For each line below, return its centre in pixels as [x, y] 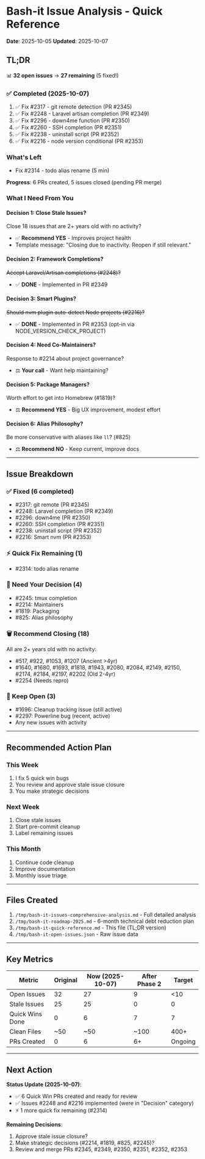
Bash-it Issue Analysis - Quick [85, 11]
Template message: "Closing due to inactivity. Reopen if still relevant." [103, 245]
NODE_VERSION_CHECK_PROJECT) [60, 331]
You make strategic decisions [52, 791]
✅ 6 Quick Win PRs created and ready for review [76, 1096]
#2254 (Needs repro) [42, 681]
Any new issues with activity [51, 723]
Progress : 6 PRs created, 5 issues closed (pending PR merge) [84, 182]
